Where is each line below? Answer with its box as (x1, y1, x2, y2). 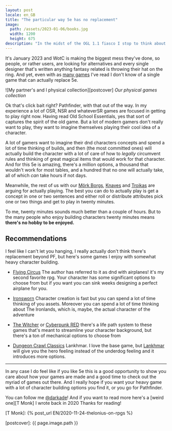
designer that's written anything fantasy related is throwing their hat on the (5, 66, 163, 72)
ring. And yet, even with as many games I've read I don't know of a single (5, 71, 160, 78)
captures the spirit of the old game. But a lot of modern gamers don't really (5, 119, 164, 125)
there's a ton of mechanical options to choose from (12, 332, 121, 339)
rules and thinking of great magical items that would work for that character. (5, 156, 165, 162)
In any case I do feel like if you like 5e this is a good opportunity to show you (5, 368, 166, 374)
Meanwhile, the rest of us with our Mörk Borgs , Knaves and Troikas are (5, 182, 155, 188)
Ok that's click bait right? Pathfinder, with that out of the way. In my (5, 102, 147, 108)
